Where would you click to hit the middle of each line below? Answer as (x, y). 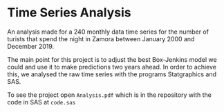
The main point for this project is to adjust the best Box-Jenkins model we (112, 59)
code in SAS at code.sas (41, 102)
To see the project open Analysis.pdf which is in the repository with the (110, 95)
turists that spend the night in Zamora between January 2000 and (101, 38)
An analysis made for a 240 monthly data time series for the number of (108, 32)
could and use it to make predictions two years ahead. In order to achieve (112, 67)
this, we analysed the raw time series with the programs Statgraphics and (112, 74)
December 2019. (31, 46)
